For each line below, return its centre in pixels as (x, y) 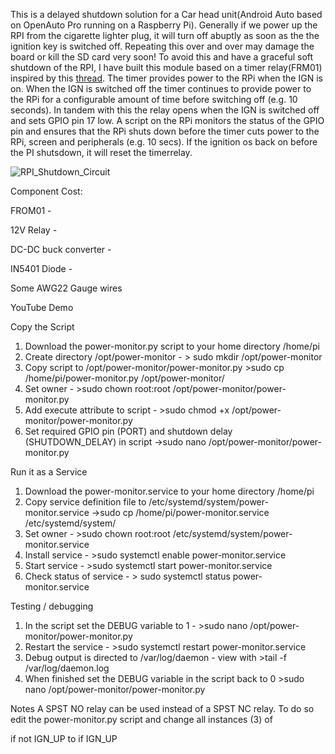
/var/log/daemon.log (67, 668)
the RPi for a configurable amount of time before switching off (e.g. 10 (154, 99)
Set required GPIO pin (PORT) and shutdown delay (128, 431)
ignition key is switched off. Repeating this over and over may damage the (162, 46)
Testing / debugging (52, 606)
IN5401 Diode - (41, 268)
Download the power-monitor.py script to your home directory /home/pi (172, 346)
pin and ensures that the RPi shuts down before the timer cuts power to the (165, 131)
